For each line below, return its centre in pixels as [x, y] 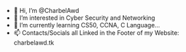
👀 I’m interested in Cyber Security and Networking [84, 18]
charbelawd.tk [34, 42]
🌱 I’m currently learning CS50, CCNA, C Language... [87, 25]
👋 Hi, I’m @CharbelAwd [46, 11]
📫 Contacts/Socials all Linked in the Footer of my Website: [96, 33]
